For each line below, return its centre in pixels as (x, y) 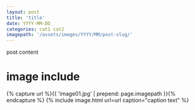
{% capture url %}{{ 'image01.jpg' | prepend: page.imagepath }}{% (91, 94)
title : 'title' (26, 18)
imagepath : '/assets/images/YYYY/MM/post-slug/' (70, 35)
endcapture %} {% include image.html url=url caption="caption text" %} (98, 100)
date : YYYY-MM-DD (29, 23)
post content (22, 52)
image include (43, 77)
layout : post (23, 12)
